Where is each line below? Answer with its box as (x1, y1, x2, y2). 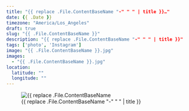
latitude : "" (11, 70, 44, 76)
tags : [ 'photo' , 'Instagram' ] (6, 42, 82, 48)
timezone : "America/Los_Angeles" (6, 20, 90, 26)
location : (6, 64, 31, 70)
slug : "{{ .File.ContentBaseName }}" (6, 31, 100, 37)
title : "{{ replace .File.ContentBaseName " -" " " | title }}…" (6, 8, 170, 15)
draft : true (6, 25, 36, 32)
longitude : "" (11, 75, 47, 81)
